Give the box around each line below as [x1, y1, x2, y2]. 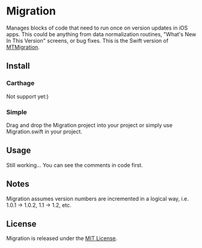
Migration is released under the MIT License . [6, 235, 118, 242]
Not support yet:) [6, 92, 49, 100]
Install [6, 61, 30, 71]
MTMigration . [6, 43, 40, 51]
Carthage [6, 79, 35, 87]
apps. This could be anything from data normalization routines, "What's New [6, 30, 197, 37]
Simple [6, 107, 27, 116]
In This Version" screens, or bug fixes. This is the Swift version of [6, 37, 169, 44]
